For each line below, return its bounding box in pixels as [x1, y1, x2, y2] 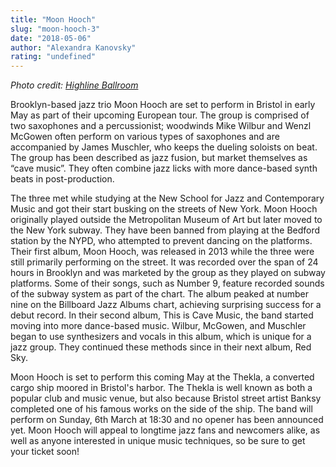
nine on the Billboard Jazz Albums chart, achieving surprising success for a [10, 299, 322, 311]
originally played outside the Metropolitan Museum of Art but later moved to [10, 214, 323, 226]
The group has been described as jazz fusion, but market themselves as [10, 152, 308, 164]
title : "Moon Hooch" [10, 14, 97, 25]
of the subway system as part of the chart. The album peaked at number [10, 288, 309, 300]
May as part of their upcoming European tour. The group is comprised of [10, 109, 310, 121]
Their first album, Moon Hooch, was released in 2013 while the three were [10, 246, 315, 258]
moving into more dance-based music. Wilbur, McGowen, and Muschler [10, 320, 307, 332]
